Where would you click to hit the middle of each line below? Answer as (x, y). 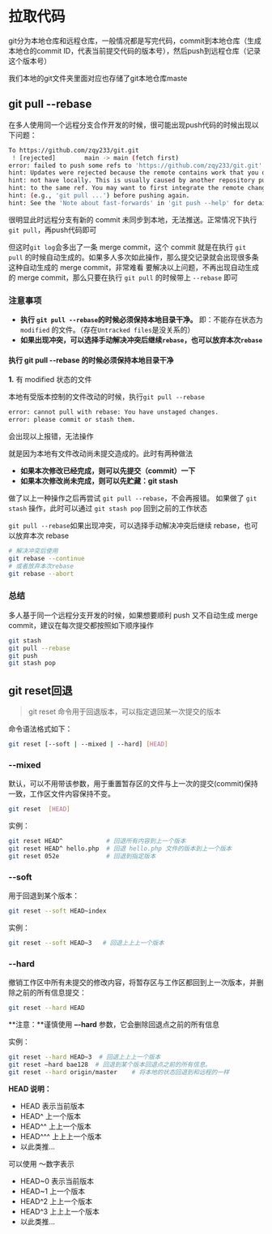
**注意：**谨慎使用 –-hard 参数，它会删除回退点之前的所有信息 (114, 1024)
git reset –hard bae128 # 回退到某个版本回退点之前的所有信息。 (110, 1064)
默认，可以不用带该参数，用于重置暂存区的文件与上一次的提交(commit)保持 (134, 784)
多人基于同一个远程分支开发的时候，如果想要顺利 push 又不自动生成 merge (133, 615)
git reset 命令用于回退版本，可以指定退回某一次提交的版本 (124, 712)
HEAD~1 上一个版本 (53, 1191)
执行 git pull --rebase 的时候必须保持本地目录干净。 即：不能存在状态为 (141, 320)
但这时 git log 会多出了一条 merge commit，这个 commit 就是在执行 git (127, 247)
